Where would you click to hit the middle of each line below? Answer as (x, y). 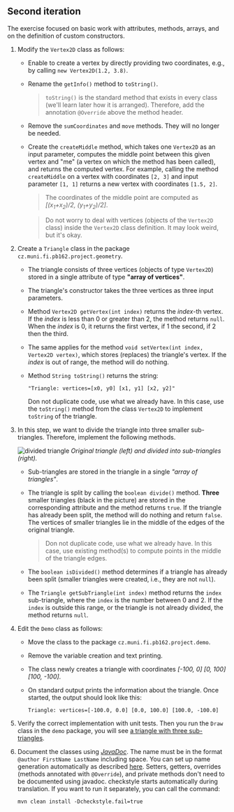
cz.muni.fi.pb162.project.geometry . (70, 256)
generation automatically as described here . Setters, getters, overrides (119, 766)
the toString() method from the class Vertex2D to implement (115, 409)
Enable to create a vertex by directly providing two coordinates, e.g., (126, 63)
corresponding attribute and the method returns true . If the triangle (125, 507)
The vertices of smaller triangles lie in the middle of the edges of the (126, 522)
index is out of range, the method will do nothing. (98, 362)
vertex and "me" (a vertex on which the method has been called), (122, 161)
